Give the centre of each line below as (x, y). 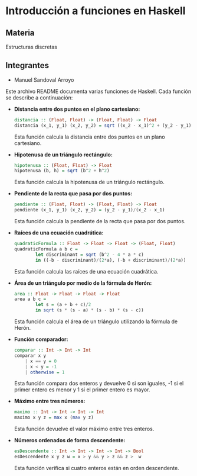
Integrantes (27, 65)
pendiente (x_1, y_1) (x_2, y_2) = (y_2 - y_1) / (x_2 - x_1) (89, 210)
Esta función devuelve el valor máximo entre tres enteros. (84, 429)
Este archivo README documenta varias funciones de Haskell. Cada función (98, 91)
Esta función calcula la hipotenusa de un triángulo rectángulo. (89, 182)
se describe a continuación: (39, 97)
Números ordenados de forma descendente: (70, 440)
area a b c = (30, 299)
